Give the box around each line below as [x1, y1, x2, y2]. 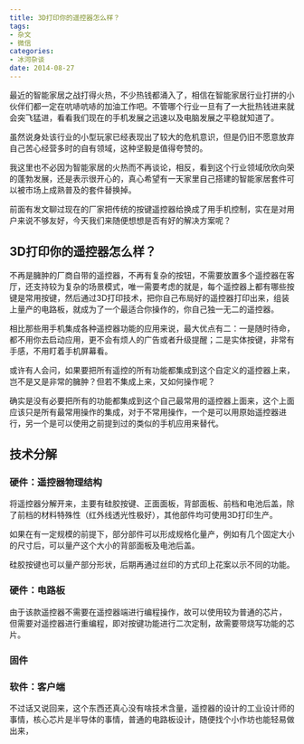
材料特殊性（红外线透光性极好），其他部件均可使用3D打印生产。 [40, 510, 278, 521]
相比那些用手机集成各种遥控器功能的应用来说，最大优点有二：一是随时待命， [9, 323, 295, 334]
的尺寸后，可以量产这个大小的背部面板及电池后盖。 [9, 540, 200, 551]
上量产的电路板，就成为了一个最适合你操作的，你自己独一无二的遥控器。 [9, 304, 279, 315]
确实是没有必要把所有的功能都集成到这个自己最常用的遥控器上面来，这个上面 [9, 395, 295, 406]
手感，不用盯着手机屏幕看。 [9, 345, 113, 356]
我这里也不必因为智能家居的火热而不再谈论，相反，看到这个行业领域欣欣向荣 [9, 162, 295, 173]
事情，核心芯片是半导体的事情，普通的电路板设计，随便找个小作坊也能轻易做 [9, 713, 295, 724]
